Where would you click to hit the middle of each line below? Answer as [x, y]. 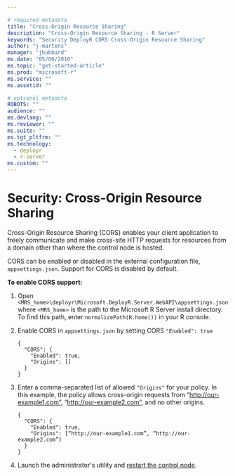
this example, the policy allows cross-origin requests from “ [103, 394]
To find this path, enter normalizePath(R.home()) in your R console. [114, 316]
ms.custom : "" [28, 163]
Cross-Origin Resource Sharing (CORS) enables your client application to [113, 232]
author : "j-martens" [38, 46]
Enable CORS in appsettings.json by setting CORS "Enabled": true [115, 330]
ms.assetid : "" [29, 85]
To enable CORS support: [45, 282]
